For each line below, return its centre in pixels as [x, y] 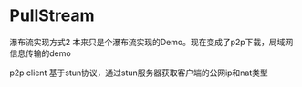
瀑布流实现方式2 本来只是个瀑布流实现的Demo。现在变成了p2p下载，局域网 [151, 42]
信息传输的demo [40, 53]
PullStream [52, 16]
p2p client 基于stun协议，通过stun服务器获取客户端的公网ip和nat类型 [139, 72]
